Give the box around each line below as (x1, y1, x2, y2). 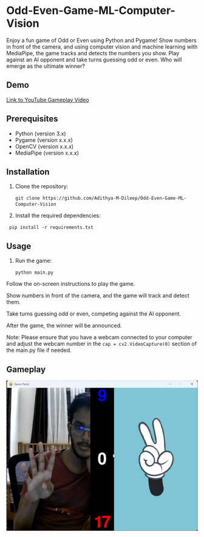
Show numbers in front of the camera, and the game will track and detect (6, 292, 189, 299)
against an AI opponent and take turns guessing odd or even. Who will (6, 56, 182, 63)
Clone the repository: (15, 183, 69, 190)
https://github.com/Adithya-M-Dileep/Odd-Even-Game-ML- (42, 195, 187, 201)
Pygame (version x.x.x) (15, 136, 73, 143)
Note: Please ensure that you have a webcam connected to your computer (6, 334, 192, 341)
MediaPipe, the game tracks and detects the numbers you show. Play (6, 49, 180, 56)
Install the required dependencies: (15, 212, 101, 219)
